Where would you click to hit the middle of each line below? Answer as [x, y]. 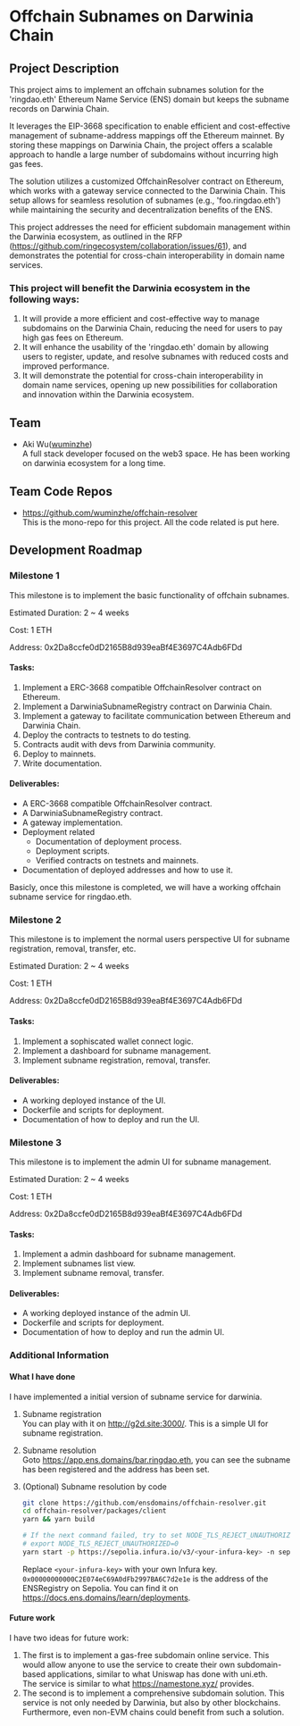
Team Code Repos [61, 492]
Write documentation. [62, 763]
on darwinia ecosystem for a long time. [94, 463]
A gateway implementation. [72, 822]
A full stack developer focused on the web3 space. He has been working [156, 454]
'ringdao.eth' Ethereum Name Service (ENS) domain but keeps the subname [150, 99]
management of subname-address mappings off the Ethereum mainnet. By [147, 135]
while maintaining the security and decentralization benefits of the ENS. [141, 210]
